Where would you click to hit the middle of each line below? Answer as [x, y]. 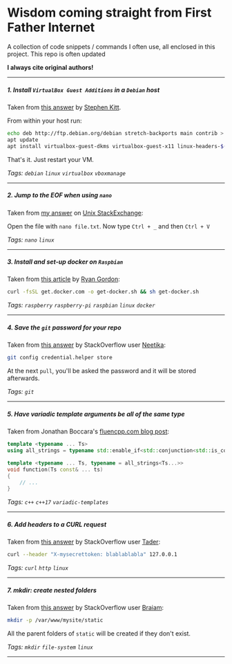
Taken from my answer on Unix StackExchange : [75, 213]
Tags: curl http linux [38, 568]
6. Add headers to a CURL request [57, 524]
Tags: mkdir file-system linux [50, 647]
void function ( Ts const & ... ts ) [55, 469]
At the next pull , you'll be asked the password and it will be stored [102, 371]
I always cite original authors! [50, 67]
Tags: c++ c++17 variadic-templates [58, 502]
